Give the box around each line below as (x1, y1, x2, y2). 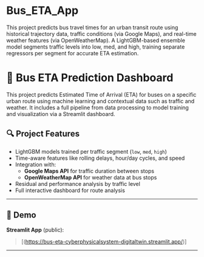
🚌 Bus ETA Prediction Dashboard (6, 71, 174, 85)
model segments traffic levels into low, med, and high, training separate (6, 43, 185, 50)
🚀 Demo (6, 210, 36, 221)
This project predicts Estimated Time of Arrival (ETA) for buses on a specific (6, 91, 197, 98)
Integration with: (15, 160, 56, 168)
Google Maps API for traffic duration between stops (24, 167, 155, 174)
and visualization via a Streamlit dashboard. (6, 110, 115, 117)
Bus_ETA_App (6, 4, 79, 18)
